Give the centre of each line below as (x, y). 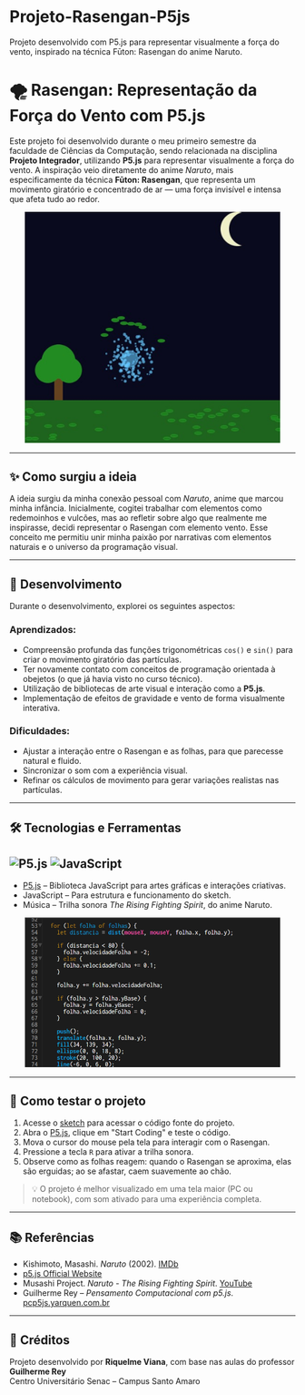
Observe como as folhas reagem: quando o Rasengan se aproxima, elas (157, 1162)
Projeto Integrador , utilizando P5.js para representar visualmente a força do (152, 160)
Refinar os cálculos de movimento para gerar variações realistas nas (151, 779)
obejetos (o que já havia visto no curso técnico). (112, 678)
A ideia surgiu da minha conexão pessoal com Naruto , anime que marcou (147, 499)
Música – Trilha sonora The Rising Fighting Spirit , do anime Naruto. (147, 905)
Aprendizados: (43, 630)
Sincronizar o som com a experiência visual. (105, 770)
